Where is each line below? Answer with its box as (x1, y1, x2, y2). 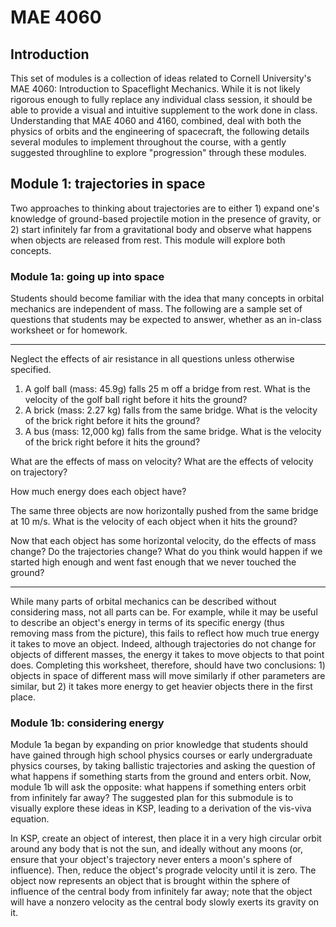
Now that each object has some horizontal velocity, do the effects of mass (10, 535, 317, 547)
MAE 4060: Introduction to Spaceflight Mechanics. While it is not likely (10, 83, 301, 95)
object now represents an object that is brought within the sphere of (10, 875, 291, 887)
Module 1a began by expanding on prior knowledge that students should (10, 739, 308, 751)
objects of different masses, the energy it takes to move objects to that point (10, 649, 325, 661)
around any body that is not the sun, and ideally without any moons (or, (10, 843, 303, 855)
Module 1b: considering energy (10, 716, 165, 730)
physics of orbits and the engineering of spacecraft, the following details (10, 126, 310, 137)
